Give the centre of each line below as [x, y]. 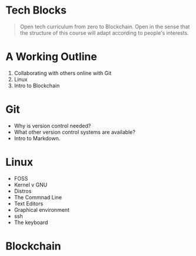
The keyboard [31, 222]
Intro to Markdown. [37, 138]
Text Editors [29, 204]
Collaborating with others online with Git [63, 73]
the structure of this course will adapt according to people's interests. [104, 32]
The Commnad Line [38, 197]
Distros [23, 191]
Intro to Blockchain [37, 86]
